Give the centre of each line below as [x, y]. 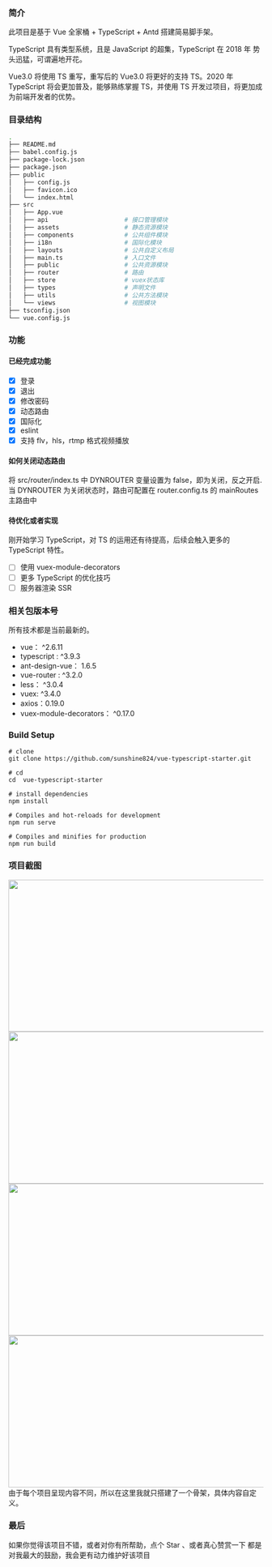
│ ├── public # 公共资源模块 [88, 265]
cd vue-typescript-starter [56, 780]
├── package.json [38, 168]
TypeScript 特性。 [38, 550]
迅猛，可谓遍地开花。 [51, 59]
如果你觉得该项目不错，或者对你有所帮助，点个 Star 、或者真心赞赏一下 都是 [135, 1544]
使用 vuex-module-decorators [70, 567]
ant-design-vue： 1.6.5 [58, 665]
